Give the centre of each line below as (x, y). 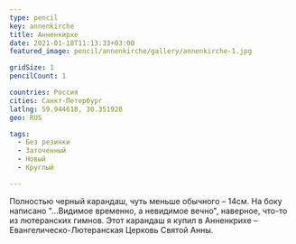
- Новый (32, 159)
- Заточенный (42, 151)
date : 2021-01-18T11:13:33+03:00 (72, 43)
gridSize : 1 (32, 68)
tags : (19, 134)
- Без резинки (44, 142)
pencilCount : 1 (38, 76)
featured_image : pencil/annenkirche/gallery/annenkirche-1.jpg (131, 52)
